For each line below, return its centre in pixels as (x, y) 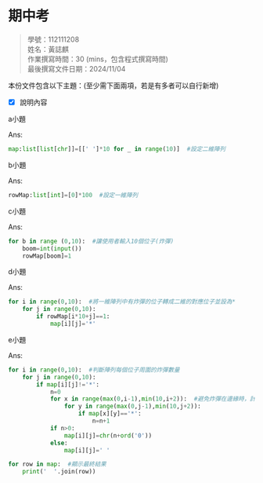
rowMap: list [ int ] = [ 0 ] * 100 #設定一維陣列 (73, 195)
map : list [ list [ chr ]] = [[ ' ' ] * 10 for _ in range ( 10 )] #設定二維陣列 (117, 149)
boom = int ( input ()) (52, 248)
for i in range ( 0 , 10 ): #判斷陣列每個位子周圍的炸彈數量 (94, 370)
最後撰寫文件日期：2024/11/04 (76, 68)
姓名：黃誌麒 (48, 49)
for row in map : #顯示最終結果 (58, 464)
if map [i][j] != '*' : (68, 384)
